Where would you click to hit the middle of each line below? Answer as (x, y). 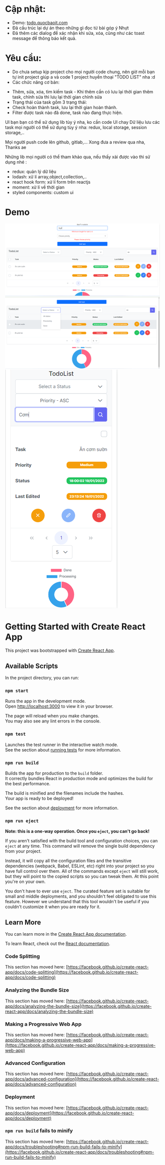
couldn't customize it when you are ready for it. (53, 907)
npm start (17, 691)
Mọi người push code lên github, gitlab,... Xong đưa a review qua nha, (75, 142)
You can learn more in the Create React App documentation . (66, 934)
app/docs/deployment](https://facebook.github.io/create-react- (69, 1113)
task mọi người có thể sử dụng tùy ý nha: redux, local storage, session (76, 127)
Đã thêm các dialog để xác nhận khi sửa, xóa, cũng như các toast (78, 33)
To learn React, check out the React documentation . (58, 943)
